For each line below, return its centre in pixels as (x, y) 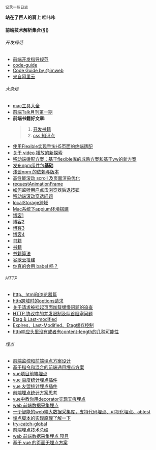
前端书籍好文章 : (29, 118)
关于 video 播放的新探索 (38, 153)
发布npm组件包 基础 (33, 165)
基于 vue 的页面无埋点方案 (40, 443)
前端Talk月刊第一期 (33, 112)
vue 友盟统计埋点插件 (35, 386)
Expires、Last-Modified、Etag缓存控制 (53, 325)
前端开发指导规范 (30, 59)
